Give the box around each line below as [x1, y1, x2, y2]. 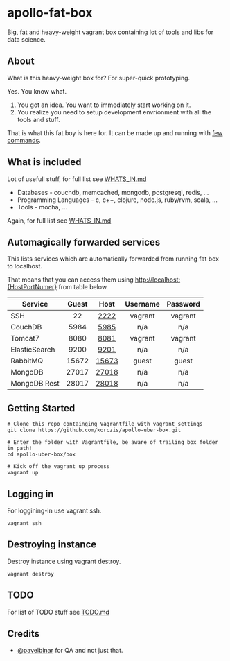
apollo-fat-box [7, 5, 93, 21]
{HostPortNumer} [7, 283, 57, 291]
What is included [7, 156, 82, 168]
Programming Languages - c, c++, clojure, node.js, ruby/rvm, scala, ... [17, 196, 218, 204]
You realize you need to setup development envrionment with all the [17, 108, 212, 116]
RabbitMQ [10, 356, 44, 366]
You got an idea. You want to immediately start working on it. [17, 101, 191, 109]
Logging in [7, 488, 54, 500]
